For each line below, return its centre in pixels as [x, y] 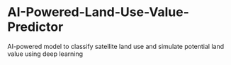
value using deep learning [45, 54]
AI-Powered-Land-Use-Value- [98, 12]
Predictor [35, 27]
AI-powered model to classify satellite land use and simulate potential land [116, 46]
